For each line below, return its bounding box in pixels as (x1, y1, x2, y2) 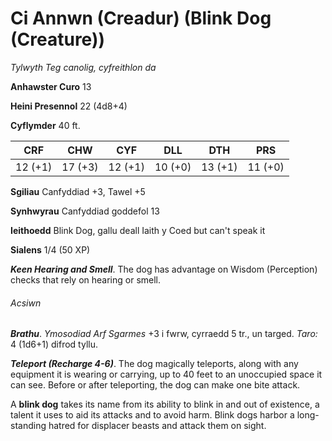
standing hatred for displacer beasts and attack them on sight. (10, 420, 267, 432)
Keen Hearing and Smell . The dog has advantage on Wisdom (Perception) (10, 263, 318, 275)
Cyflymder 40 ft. (10, 119, 81, 131)
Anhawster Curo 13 (10, 80, 92, 92)
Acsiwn (10, 297, 42, 309)
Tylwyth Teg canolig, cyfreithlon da (10, 61, 157, 73)
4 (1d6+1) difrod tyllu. (10, 338, 99, 351)
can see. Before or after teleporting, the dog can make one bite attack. (10, 379, 301, 391)
